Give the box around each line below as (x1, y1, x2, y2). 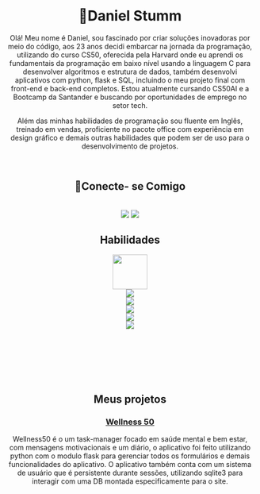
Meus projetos (93, 392, 167, 406)
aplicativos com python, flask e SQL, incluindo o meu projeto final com (15, 75, 245, 85)
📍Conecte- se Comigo (75, 179, 185, 193)
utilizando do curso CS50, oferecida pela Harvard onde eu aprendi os (16, 50, 244, 60)
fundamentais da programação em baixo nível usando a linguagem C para (9, 58, 251, 68)
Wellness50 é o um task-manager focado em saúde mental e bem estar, (12, 434, 248, 444)
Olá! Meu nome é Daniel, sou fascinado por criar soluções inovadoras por (10, 33, 250, 42)
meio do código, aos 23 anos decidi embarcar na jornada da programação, (7, 41, 253, 51)
